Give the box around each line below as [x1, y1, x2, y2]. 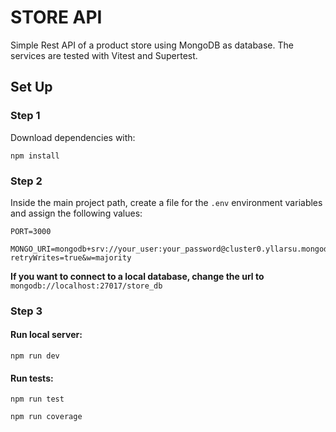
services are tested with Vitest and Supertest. [10, 49, 198, 61]
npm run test [10, 394, 65, 405]
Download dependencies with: [10, 131, 136, 143]
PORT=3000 [10, 226, 52, 236]
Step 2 [10, 174, 43, 188]
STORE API [10, 6, 103, 29]
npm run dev [10, 351, 60, 361]
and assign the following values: [10, 207, 143, 219]
